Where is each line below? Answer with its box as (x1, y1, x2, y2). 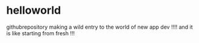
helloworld (6, 4, 61, 17)
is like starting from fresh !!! (6, 29, 75, 36)
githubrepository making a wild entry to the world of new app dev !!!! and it (6, 23, 193, 30)
